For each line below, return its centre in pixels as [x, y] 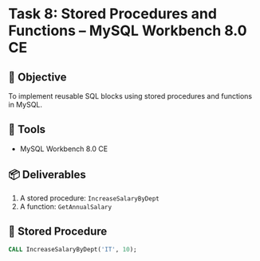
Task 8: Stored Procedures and [113, 14]
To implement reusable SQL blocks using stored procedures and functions [130, 96]
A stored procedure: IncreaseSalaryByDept [89, 198]
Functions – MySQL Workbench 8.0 [128, 31]
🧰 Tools [27, 129]
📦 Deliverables [47, 175]
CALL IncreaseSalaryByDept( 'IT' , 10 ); [73, 250]
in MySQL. [25, 105]
